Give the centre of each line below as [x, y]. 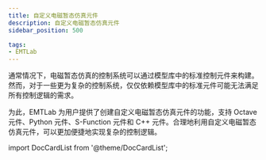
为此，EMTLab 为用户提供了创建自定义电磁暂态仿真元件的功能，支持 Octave [133, 112]
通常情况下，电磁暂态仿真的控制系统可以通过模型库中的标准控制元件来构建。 [133, 75]
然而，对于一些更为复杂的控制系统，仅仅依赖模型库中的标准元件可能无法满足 [133, 86]
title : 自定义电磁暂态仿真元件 [53, 15]
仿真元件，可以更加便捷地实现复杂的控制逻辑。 [85, 132]
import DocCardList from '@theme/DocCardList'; [88, 148]
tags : [17, 44]
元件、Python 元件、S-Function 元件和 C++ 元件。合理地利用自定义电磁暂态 [132, 122]
